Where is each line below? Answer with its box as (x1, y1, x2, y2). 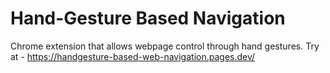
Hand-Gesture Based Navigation (10, 7, 286, 30)
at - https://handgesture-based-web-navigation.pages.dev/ (10, 50, 256, 62)
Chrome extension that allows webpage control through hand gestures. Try (10, 40, 320, 52)
